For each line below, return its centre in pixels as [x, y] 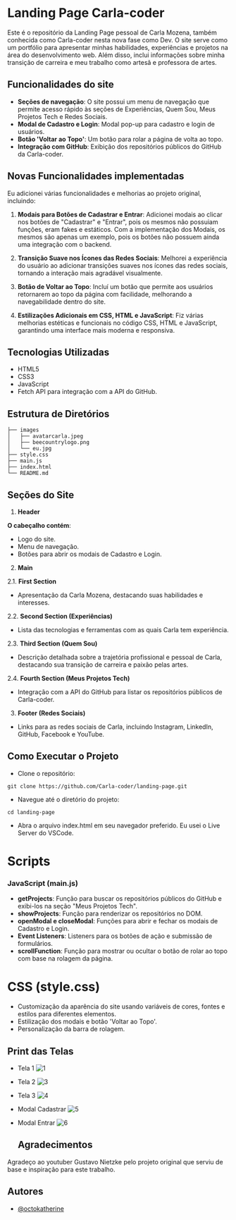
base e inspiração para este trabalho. [61, 1169]
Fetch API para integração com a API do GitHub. [87, 392]
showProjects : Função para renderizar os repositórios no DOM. [110, 913]
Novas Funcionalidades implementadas [96, 177]
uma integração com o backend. [64, 244]
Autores [25, 1191]
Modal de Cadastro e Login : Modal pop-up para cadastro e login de [116, 124]
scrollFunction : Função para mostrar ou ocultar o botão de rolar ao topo [122, 951]
